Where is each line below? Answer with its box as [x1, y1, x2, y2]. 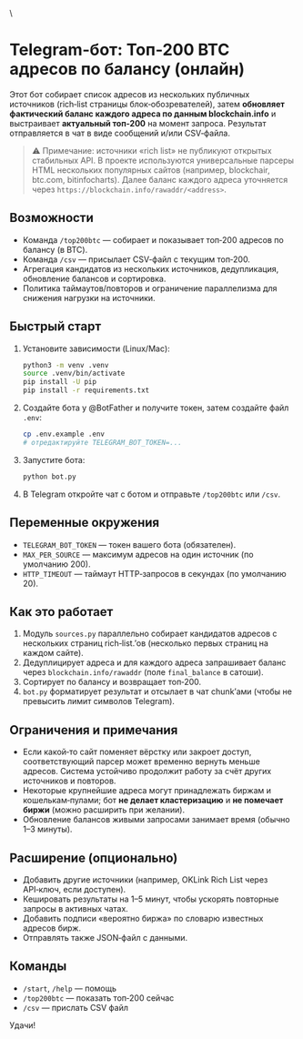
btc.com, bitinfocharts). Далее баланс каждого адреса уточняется [31, 174, 288, 185]
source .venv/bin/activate [22, 368, 126, 378]
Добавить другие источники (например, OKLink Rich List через [22, 873, 268, 885]
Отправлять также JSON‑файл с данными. [22, 932, 188, 943]
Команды [9, 959, 67, 974]
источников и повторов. [22, 775, 116, 786]
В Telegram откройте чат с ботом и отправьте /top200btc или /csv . [22, 489, 281, 499]
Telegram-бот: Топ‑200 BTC [9, 40, 230, 60]
